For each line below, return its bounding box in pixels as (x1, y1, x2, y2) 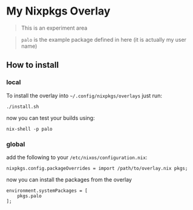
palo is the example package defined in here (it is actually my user (21, 36, 186, 43)
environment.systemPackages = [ (6, 188, 88, 194)
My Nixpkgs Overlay (6, 4, 111, 18)
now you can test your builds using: (6, 114, 95, 122)
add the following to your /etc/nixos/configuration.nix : (6, 153, 148, 161)
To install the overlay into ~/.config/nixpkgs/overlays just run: (6, 92, 162, 99)
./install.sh (6, 103, 39, 110)
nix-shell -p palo (6, 126, 53, 132)
